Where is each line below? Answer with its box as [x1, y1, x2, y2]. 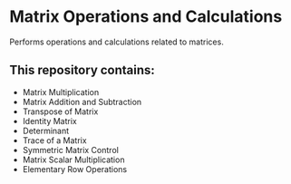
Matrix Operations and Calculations [9, 6, 283, 27]
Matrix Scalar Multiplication [22, 154, 125, 165]
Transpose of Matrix [22, 106, 99, 117]
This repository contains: [9, 63, 156, 78]
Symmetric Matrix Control [22, 144, 120, 155]
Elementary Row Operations [22, 163, 128, 174]
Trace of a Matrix [22, 134, 88, 146]
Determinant [22, 125, 70, 136]
